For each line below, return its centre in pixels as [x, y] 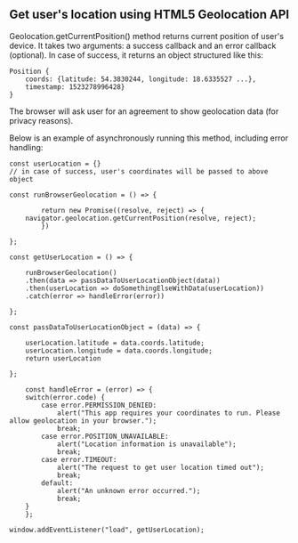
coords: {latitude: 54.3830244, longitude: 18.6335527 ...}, [141, 79]
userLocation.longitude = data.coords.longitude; [119, 351]
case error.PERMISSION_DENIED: [99, 405]
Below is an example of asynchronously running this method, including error [149, 138]
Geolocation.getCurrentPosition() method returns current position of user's [147, 36]
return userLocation [63, 358]
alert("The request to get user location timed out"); [161, 467]
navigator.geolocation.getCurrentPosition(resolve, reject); [141, 218]
